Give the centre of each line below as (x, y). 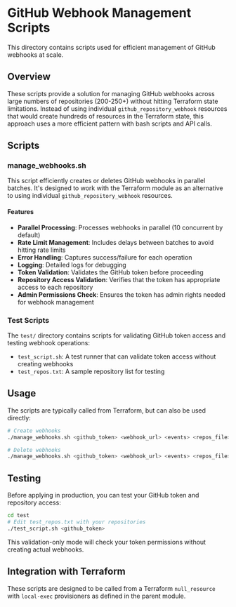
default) (29, 235)
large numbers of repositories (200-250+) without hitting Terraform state (113, 101)
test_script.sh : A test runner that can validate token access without (117, 356)
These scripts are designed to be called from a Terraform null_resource (111, 588)
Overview (29, 77)
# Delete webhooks (34, 450)
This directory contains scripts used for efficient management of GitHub (111, 47)
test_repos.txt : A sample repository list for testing (91, 371)
